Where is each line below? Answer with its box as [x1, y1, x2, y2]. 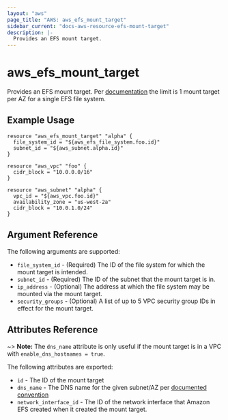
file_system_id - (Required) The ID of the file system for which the [16, 261, 205, 269]
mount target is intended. [16, 267, 88, 276]
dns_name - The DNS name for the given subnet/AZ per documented [16, 383, 207, 391]
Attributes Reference [7, 324, 98, 336]
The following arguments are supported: [7, 247, 121, 255]
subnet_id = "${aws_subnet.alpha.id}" [13, 144, 124, 151]
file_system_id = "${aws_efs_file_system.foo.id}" [13, 138, 160, 146]
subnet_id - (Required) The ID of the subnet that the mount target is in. [16, 275, 216, 283]
